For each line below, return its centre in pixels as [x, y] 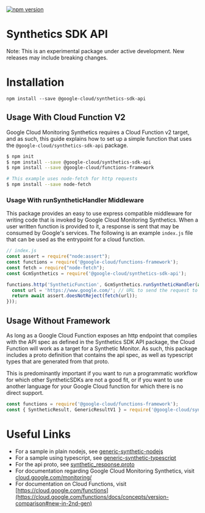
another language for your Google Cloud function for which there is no [95, 386]
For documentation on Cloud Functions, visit [71, 484]
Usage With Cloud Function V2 [66, 117]
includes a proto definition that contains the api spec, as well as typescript [100, 355]
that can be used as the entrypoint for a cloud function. [76, 239]
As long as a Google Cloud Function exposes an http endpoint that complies [102, 335]
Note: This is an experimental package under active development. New [95, 51]
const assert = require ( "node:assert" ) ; [59, 256]
